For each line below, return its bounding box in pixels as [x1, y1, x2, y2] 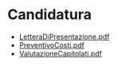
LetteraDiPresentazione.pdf [18, 32, 110, 41]
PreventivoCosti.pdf [18, 40, 85, 49]
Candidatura [7, 6, 92, 24]
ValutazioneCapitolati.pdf [18, 49, 103, 58]
